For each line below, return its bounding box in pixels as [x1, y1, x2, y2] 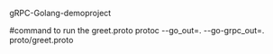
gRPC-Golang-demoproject [9, 8, 112, 18]
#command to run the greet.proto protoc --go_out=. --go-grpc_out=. [9, 25, 265, 35]
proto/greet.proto [9, 35, 74, 45]
